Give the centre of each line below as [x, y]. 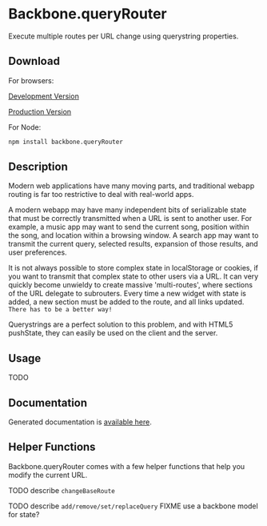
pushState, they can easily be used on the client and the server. [113, 333]
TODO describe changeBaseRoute [62, 490]
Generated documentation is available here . [80, 422]
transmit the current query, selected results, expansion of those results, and [133, 244]
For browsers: [31, 80]
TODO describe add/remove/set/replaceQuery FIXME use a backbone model [133, 506]
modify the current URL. [48, 475]
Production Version [40, 111]
